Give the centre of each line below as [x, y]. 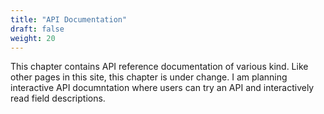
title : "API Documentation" [69, 19]
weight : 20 [33, 38]
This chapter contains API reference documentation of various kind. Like [159, 67]
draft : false [37, 29]
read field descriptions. [58, 98]
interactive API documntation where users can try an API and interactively [162, 88]
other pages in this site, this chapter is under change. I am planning [149, 77]
